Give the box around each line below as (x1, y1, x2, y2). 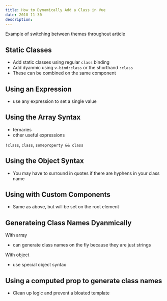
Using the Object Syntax (5, 156, 84, 166)
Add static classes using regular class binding (12, 59, 110, 65)
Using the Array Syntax (5, 113, 81, 122)
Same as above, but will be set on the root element (12, 204, 120, 210)
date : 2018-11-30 (5, 12, 42, 17)
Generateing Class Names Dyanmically (5, 218, 132, 227)
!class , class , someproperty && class (5, 142, 84, 148)
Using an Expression (5, 85, 72, 93)
